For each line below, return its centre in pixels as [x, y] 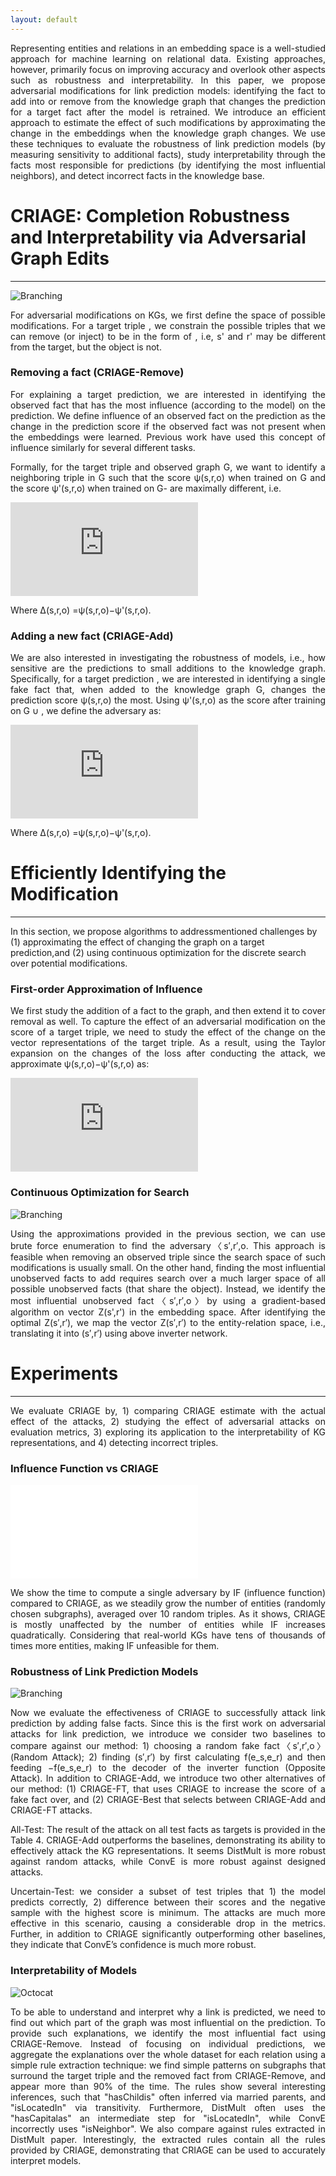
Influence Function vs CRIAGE [84, 1468]
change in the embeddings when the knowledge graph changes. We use [168, 133]
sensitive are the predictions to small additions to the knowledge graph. [168, 668]
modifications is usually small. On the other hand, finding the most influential [168, 1267]
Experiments [64, 1373]
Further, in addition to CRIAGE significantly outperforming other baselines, [168, 1934]
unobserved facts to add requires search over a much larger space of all [168, 1278]
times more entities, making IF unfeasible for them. [115, 1645]
